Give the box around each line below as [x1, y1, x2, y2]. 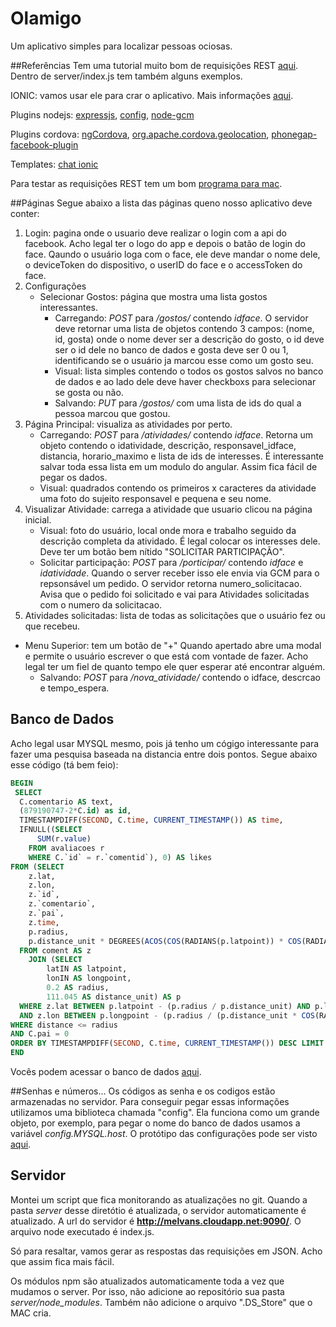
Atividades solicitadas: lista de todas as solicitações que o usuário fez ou [24, 609, 326, 621]
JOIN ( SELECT [28, 955, 83, 965]
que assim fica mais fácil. [10, 1255, 115, 1267]
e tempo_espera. [39, 682, 110, 694]
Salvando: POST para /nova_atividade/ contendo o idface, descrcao [39, 671, 321, 683]
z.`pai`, [28, 908, 65, 918]
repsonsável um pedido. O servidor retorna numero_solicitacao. [39, 577, 303, 589]
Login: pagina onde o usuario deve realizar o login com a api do [24, 227, 287, 239]
